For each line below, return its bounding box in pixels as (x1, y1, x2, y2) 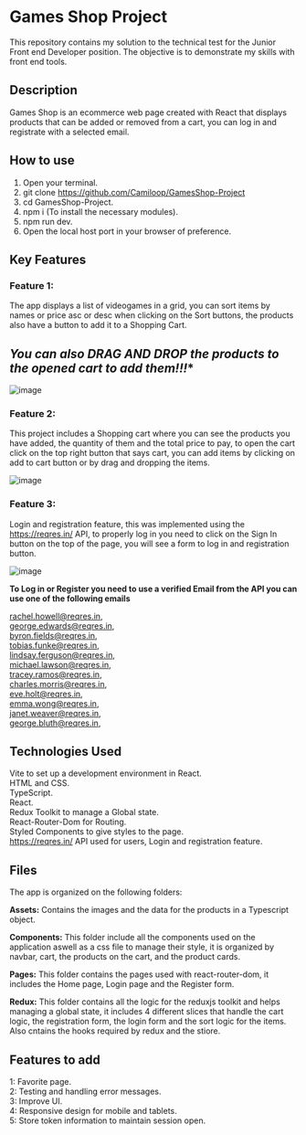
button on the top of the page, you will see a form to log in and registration (9, 537, 290, 549)
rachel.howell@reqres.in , (9, 610, 103, 621)
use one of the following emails (9, 592, 131, 604)
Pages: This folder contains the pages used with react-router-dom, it (9, 969, 269, 980)
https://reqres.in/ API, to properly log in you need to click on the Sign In (9, 528, 278, 539)
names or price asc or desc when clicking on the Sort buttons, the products (9, 310, 294, 321)
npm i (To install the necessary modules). (22, 206, 178, 217)
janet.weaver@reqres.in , (9, 707, 102, 718)
